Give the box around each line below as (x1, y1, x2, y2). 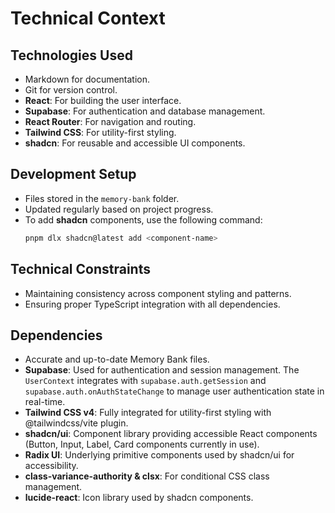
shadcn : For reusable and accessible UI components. (24, 137, 246, 149)
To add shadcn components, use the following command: (24, 213, 263, 226)
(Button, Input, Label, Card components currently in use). (24, 438, 260, 451)
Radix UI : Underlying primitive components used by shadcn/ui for (24, 449, 295, 461)
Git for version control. (24, 84, 118, 96)
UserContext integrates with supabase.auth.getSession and (24, 375, 267, 387)
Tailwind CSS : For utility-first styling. (24, 127, 177, 138)
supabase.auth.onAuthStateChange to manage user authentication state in (24, 385, 325, 397)
